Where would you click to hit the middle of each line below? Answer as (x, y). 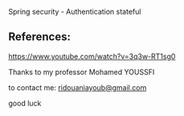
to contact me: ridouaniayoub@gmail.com (78, 87)
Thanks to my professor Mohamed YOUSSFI (82, 72)
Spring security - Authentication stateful (75, 12)
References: (39, 37)
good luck (25, 103)
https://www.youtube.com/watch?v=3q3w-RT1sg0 (92, 56)
